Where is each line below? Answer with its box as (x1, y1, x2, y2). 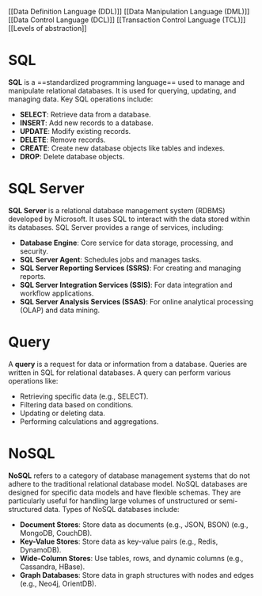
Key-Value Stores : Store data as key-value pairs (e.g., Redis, (19, 537, 218, 546)
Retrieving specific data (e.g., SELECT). (19, 392, 149, 401)
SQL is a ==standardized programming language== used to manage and (8, 77, 245, 86)
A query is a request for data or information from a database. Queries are (8, 359, 248, 369)
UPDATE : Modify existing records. (19, 126, 131, 136)
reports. (19, 271, 46, 281)
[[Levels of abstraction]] (8, 24, 87, 32)
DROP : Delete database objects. (19, 151, 125, 161)
